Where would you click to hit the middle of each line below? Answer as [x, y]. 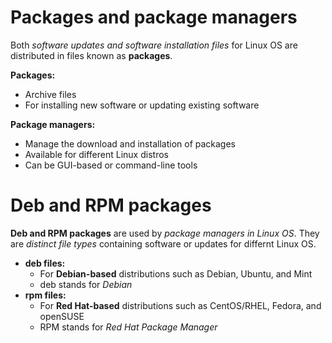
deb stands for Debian [86, 284]
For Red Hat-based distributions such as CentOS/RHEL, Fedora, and [180, 305]
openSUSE [62, 316]
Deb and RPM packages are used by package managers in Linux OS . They [165, 233]
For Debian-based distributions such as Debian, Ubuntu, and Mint [176, 273]
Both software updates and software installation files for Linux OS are [154, 45]
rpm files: [45, 295]
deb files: [45, 263]
